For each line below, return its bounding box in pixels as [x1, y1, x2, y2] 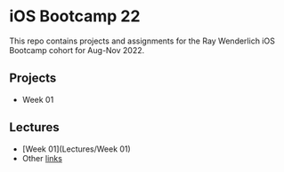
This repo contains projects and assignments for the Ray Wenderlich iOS [9, 35, 276, 46]
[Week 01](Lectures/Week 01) [21, 144, 131, 154]
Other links [21, 152, 62, 163]
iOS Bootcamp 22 [9, 6, 141, 27]
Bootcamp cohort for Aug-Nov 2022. [9, 44, 145, 55]
